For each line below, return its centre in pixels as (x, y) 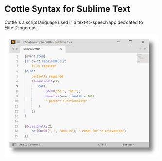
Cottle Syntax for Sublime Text (68, 9)
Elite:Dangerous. (21, 27)
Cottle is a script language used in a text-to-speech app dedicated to (74, 22)
